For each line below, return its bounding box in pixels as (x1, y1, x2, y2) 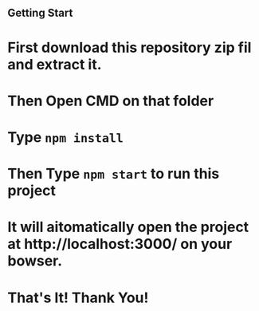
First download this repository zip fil (7, 38, 252, 57)
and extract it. (7, 55, 102, 73)
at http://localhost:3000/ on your (7, 235, 233, 254)
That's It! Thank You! (7, 289, 149, 306)
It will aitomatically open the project (7, 218, 249, 236)
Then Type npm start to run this (7, 165, 220, 183)
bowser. (7, 252, 63, 270)
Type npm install (7, 128, 124, 146)
